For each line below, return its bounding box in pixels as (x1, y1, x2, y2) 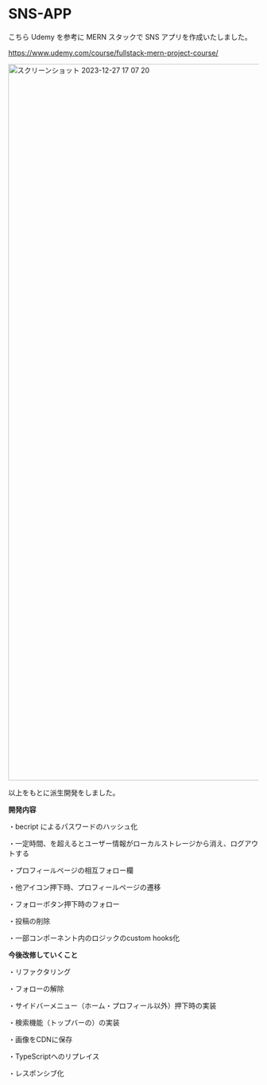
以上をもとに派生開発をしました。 (8, 787, 120, 797)
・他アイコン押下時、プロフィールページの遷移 (8, 882, 161, 892)
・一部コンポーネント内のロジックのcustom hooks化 (8, 933, 180, 943)
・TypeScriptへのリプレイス (8, 1052, 100, 1061)
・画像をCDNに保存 (8, 1034, 73, 1044)
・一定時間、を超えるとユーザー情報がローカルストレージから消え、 (8, 838, 231, 848)
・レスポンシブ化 (8, 1068, 64, 1078)
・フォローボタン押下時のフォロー (8, 899, 120, 908)
